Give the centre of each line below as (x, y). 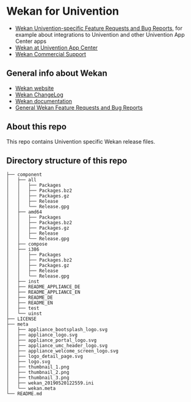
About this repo (37, 127)
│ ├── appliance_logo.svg (42, 335)
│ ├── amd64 (24, 212)
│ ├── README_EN (30, 303)
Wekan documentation (43, 101)
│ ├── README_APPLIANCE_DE (43, 287)
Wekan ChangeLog (39, 94)
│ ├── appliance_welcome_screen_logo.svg (63, 351)
